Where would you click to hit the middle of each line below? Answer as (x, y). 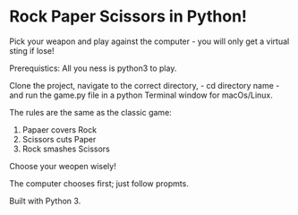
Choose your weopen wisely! (63, 166)
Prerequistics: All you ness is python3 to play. (93, 68)
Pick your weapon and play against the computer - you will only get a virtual (149, 41)
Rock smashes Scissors (66, 149)
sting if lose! (32, 50)
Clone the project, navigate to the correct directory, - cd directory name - (145, 85)
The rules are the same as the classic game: (90, 112)
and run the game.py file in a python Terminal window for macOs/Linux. (141, 95)
